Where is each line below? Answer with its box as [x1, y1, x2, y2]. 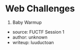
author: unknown [12, 34, 47, 40]
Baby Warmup [12, 19, 42, 25]
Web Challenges [5, 3, 75, 14]
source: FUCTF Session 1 [12, 29, 64, 35]
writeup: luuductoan [12, 39, 54, 45]
